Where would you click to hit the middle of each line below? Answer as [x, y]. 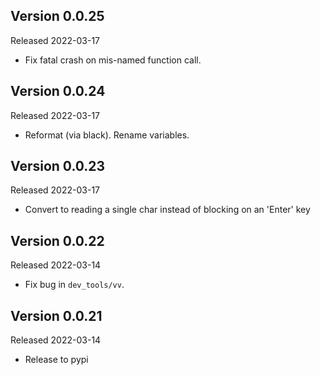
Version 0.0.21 [56, 315]
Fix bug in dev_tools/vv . [74, 285]
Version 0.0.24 [58, 91]
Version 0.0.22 [57, 240]
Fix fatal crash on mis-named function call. [113, 60]
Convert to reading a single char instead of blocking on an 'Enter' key [167, 210]
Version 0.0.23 [58, 166]
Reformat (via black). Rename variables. [107, 135]
